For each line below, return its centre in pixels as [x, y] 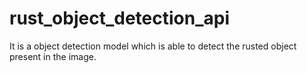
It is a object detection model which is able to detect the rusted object [153, 46]
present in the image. [53, 56]
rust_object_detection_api [119, 18]
